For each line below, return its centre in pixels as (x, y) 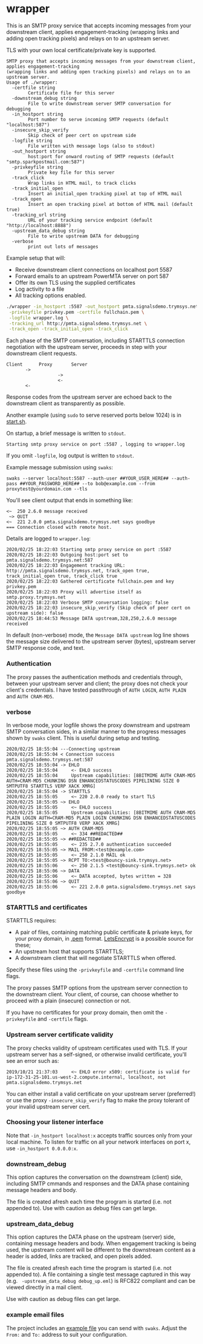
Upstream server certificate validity (60, 1034)
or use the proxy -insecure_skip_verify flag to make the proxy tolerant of (98, 1100)
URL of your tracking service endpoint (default (90, 220)
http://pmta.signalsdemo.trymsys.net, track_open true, (78, 571)
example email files (35, 1315)
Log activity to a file (40, 289)
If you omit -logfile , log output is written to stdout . (70, 455)
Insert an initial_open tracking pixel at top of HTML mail (105, 194)
